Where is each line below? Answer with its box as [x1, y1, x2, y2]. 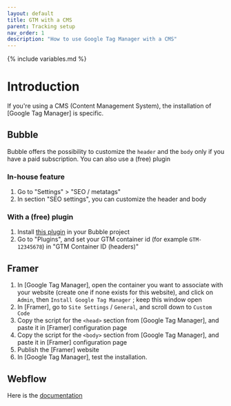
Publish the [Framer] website [17, 346, 100, 354]
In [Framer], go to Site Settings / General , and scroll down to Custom [17, 303, 212, 311]
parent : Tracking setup [7, 23, 76, 30]
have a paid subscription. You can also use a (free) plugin [7, 155, 171, 163]
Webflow [7, 373, 47, 385]
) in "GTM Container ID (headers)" [42, 242, 139, 251]
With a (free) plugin [7, 212, 74, 222]
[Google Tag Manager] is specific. [7, 109, 104, 117]
